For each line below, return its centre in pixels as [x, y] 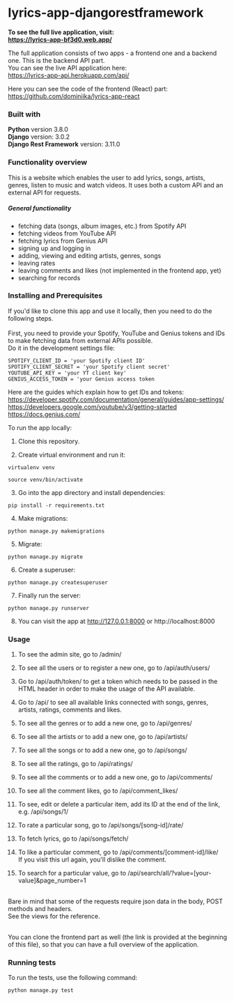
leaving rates [37, 263]
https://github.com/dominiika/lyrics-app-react [74, 96]
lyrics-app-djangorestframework [106, 13]
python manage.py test [41, 991]
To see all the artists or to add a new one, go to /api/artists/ [103, 737]
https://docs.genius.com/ [44, 414]
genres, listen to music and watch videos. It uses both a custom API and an [116, 185]
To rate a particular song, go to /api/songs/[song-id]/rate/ [101, 825]
